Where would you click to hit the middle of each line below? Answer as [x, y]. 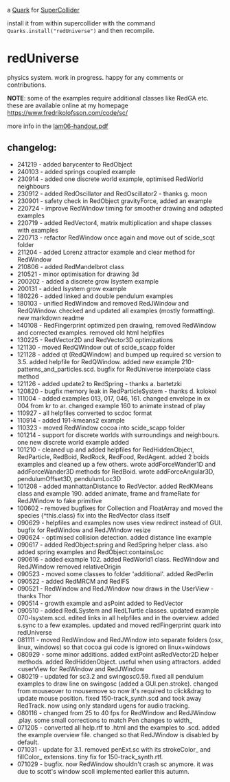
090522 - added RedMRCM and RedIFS [73, 581]
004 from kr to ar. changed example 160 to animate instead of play [111, 405]
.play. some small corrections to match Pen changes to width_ [105, 720]
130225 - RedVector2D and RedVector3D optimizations [95, 339]
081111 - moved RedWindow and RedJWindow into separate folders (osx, [120, 640]
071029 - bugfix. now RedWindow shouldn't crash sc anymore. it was [115, 764]
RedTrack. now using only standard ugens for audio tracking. [103, 706]
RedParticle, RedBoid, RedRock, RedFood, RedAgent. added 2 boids [113, 456]
